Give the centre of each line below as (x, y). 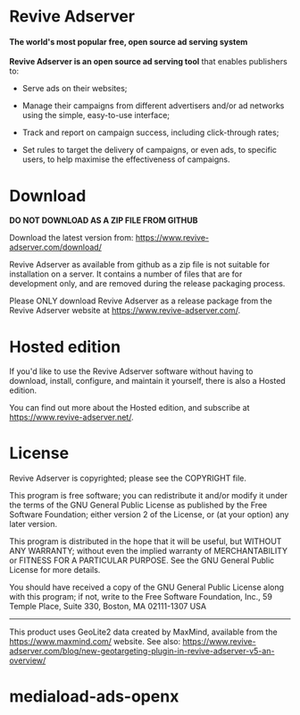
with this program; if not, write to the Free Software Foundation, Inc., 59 (141, 597)
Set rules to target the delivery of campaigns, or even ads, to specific (150, 150)
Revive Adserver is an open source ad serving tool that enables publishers (148, 62)
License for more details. (55, 570)
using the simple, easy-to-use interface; (96, 115)
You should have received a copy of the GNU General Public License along (146, 587)
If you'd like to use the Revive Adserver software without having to (131, 371)
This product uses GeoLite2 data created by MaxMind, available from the (144, 632)
